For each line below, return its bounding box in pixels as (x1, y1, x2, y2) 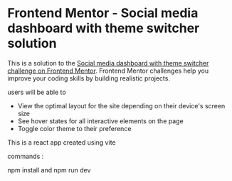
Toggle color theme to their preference (17, 124, 132, 133)
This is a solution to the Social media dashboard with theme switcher (7, 58, 209, 67)
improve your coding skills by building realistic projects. (7, 73, 171, 83)
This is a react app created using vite (7, 138, 116, 147)
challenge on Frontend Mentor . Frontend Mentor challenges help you (7, 66, 209, 75)
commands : (7, 152, 44, 160)
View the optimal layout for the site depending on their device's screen (17, 101, 226, 110)
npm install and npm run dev (7, 165, 91, 174)
